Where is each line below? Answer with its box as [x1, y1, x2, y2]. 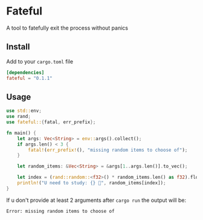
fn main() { [6, 130, 36, 136]
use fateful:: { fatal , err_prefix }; [6, 119, 96, 125]
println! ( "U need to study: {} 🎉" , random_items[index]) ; [17, 180, 166, 186]
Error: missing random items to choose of [6, 208, 115, 214]
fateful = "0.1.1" [6, 75, 53, 81]
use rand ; [6, 114, 31, 120]
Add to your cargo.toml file [6, 57, 74, 65]
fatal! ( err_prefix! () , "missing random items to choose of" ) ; [28, 147, 188, 153]
